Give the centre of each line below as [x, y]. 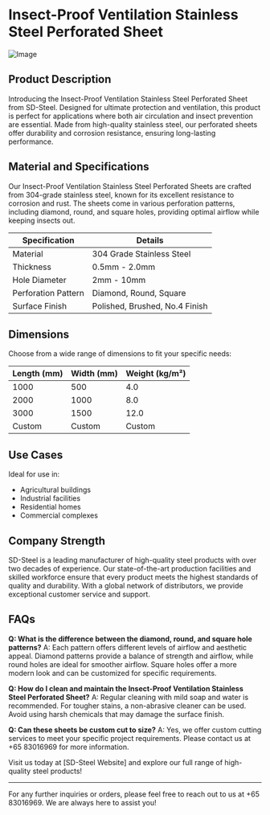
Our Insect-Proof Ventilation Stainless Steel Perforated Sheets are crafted [130, 186]
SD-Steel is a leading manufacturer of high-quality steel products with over [133, 560]
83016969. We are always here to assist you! [82, 802]
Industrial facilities [50, 498]
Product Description [60, 79]
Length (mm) [38, 374]
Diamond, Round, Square [139, 293]
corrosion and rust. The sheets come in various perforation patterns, [122, 203]
